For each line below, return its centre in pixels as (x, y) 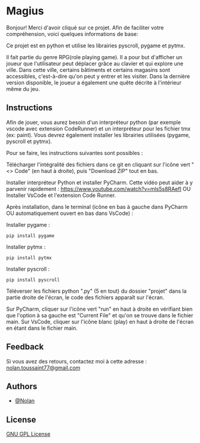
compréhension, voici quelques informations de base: (72, 34)
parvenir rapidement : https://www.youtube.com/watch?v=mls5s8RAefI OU (99, 189)
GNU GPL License (28, 434)
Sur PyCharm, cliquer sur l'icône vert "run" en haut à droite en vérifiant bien (99, 309)
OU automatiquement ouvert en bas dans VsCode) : (70, 213)
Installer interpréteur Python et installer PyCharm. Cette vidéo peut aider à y (99, 182)
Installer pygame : (28, 224)
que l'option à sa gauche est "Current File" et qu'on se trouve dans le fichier (100, 315)
